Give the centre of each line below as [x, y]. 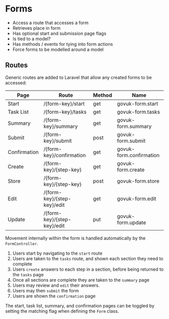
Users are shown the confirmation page [54, 296]
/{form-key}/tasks [65, 112]
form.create [131, 170]
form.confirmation [138, 155]
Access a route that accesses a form [51, 23]
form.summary [134, 126]
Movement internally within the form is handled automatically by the [75, 238]
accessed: [16, 83]
